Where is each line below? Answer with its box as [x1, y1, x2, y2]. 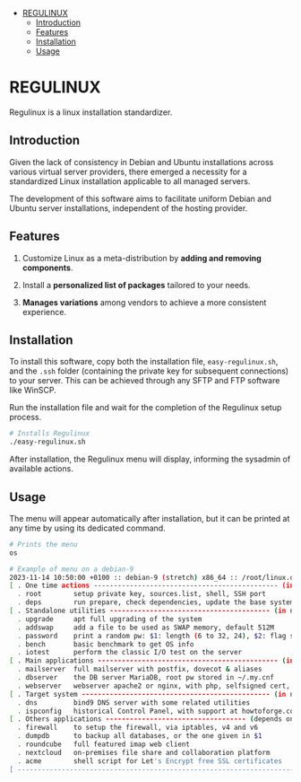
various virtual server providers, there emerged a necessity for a [9, 166, 248, 177]
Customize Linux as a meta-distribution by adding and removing [21, 252, 262, 263]
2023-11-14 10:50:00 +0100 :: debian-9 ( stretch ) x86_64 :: [9, 573, 239, 582]
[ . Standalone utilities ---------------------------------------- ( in [9, 606, 287, 616]
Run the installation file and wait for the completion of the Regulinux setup [9, 402, 282, 413]
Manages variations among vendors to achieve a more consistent [21, 296, 267, 308]
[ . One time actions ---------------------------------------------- [9, 581, 279, 591]
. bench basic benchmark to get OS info [17, 639, 194, 649]
